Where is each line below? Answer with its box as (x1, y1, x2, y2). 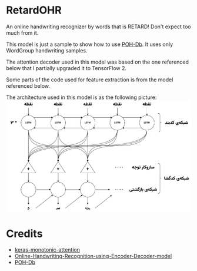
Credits (6, 227, 43, 240)
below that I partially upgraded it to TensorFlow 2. (6, 64, 127, 71)
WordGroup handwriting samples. (6, 47, 88, 54)
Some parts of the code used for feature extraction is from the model (6, 76, 173, 83)
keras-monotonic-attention (14, 246, 81, 253)
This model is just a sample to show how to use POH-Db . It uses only (6, 41, 173, 48)
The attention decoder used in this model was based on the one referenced (6, 58, 189, 65)
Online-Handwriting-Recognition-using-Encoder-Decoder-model (14, 253, 172, 260)
